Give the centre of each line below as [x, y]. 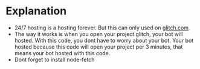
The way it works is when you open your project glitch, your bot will [98, 34]
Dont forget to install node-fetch [54, 59]
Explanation [36, 11]
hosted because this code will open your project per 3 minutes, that [98, 47]
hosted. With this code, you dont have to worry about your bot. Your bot [104, 40]
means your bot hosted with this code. [62, 53]
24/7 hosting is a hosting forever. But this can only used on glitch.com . [102, 28]
